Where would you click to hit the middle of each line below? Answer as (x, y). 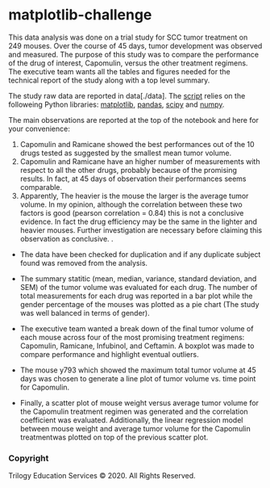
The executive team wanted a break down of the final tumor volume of (137, 328)
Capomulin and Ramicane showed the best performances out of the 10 (137, 144)
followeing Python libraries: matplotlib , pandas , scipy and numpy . (116, 104)
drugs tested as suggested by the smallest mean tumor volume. (126, 153)
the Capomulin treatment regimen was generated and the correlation (134, 411)
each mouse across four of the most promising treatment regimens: (132, 337)
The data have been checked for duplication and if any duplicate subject (140, 254)
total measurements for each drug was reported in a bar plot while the (136, 296)
